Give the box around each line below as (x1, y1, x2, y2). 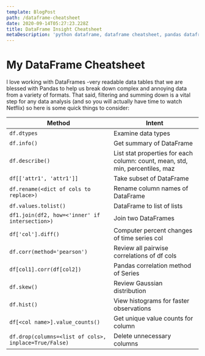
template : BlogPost (6, 9, 56, 15)
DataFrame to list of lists (113, 202, 183, 210)
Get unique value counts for (113, 314, 193, 323)
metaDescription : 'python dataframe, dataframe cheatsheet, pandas (6, 32, 182, 38)
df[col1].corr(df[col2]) (9, 266, 82, 273)
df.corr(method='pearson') (9, 248, 88, 256)
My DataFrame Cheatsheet (6, 58, 145, 72)
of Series (113, 269, 140, 278)
